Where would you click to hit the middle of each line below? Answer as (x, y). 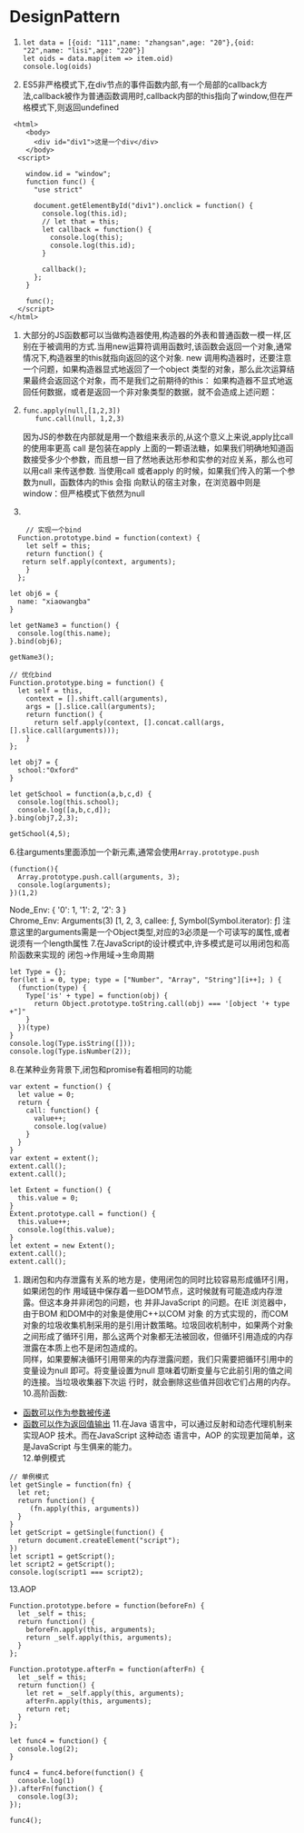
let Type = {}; (38, 971)
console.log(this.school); (69, 802)
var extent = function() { (60, 1086)
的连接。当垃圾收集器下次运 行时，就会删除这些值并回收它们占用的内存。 (159, 1381)
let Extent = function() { (60, 1190)
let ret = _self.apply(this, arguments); (105, 1693)
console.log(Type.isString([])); (73, 1043)
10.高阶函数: (45, 1393)
